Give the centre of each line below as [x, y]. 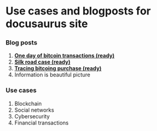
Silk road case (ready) [42, 62]
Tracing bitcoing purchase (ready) [58, 69]
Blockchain [28, 103]
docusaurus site [47, 24]
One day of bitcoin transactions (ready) [64, 56]
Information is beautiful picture [52, 75]
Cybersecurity [32, 116]
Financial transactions [41, 123]
